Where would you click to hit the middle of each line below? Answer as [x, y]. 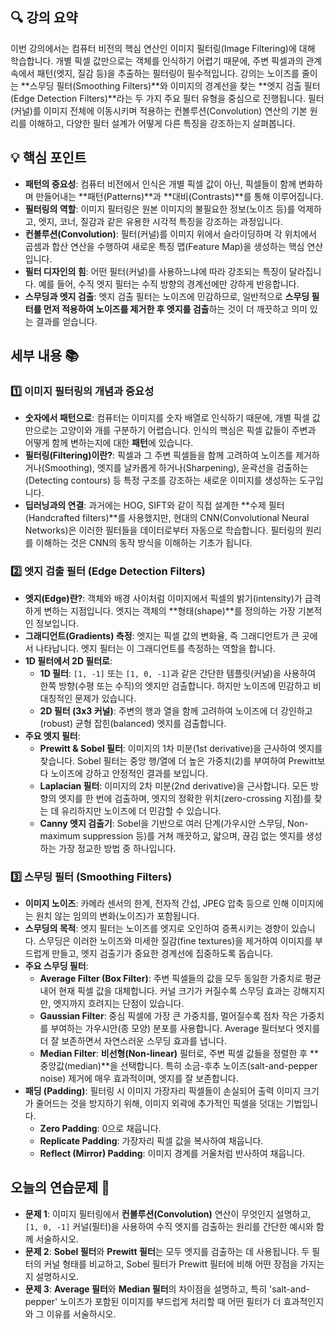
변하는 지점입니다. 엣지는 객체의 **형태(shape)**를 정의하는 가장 [169, 610]
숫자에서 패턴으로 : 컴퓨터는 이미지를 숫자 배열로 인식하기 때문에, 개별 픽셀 [167, 418]
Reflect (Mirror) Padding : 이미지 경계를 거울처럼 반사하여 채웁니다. [172, 1153]
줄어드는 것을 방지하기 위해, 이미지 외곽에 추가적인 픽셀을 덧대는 [159, 1103]
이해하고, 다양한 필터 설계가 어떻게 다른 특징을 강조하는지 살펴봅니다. [162, 123]
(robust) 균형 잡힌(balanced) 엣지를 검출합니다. [133, 723]
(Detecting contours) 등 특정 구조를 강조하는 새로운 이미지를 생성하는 [161, 480]
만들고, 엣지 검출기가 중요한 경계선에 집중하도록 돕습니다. [162, 953]
